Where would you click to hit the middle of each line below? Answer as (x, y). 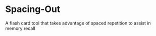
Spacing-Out (33, 9)
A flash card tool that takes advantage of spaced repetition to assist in (78, 23)
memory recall (20, 28)
